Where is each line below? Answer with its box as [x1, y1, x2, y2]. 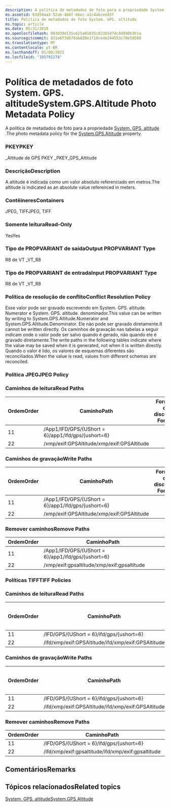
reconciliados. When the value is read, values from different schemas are [5, 353, 157, 359]
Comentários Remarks [5, 765, 76, 774]
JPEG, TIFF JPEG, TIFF [5, 208, 52, 215]
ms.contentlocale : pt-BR [5, 45, 58, 50]
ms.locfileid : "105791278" [5, 54, 62, 60]
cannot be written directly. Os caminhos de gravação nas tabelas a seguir [5, 326, 159, 332]
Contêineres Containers [5, 197, 64, 204]
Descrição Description [5, 167, 61, 175]
